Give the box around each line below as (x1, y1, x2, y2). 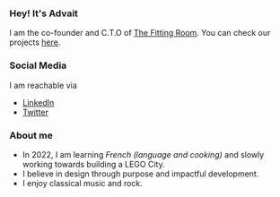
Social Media (9, 59, 67, 72)
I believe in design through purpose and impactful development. (22, 168, 259, 179)
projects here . (9, 37, 61, 47)
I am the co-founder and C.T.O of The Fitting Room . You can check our (9, 28, 271, 39)
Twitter (22, 107, 49, 117)
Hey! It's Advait (9, 7, 79, 20)
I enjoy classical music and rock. (22, 177, 144, 188)
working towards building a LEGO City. (22, 158, 165, 169)
